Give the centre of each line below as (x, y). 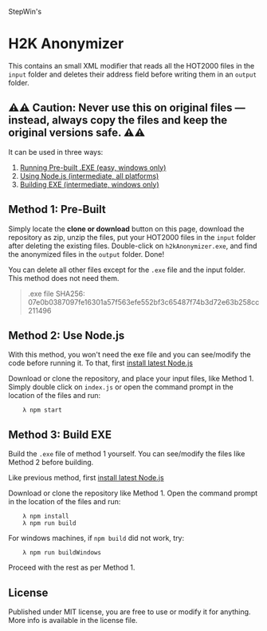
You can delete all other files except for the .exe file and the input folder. (127, 270)
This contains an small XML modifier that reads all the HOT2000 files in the (132, 65)
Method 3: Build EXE (60, 434)
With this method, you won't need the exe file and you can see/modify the (130, 355)
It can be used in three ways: (56, 152)
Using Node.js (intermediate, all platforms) (89, 175)
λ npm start (42, 410)
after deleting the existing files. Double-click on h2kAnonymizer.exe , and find (133, 246)
